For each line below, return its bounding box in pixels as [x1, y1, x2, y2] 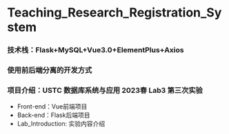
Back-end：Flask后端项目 [17, 111, 90, 120]
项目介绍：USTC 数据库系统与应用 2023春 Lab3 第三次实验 [7, 85, 203, 95]
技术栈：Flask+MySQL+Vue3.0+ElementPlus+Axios [7, 45, 184, 55]
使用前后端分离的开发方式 [7, 65, 92, 75]
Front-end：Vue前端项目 [17, 102, 88, 111]
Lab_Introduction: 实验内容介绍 [17, 120, 106, 128]
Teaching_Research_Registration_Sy [7, 5, 222, 21]
